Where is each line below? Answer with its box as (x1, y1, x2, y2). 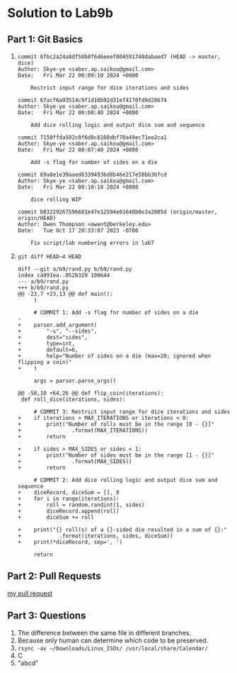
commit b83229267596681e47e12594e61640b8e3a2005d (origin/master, (17, 208, 218, 216)
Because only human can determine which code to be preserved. (17, 636, 209, 645)
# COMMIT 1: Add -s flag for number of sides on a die (33, 309, 199, 316)
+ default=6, (17, 346, 79, 353)
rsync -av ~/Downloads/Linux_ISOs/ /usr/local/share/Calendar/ (17, 645, 209, 652)
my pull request (7, 589, 53, 597)
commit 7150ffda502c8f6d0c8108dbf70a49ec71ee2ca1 (17, 134, 168, 141)
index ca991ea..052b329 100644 (17, 272, 110, 279)
